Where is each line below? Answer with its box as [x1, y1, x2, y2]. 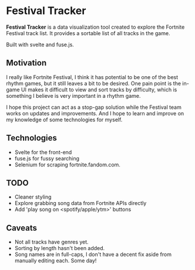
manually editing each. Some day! [14, 257, 97, 264]
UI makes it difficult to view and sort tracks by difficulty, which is [21, 86, 177, 93]
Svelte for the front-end [14, 148, 72, 156]
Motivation [6, 58, 47, 68]
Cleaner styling [14, 193, 52, 200]
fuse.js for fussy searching [14, 155, 80, 162]
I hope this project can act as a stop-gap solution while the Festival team [6, 104, 182, 111]
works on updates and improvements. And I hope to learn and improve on [6, 110, 184, 117]
